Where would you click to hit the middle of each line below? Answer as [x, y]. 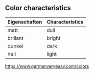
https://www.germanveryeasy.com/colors [47, 66]
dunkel [15, 46]
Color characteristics [38, 8]
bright [54, 38]
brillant [15, 38]
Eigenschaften [25, 22]
